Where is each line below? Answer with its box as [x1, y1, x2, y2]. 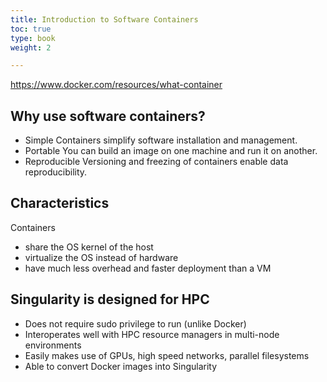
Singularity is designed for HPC [10, 291, 210, 308]
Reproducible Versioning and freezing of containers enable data [24, 156, 289, 168]
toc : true [10, 24, 52, 34]
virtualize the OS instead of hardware [24, 251, 179, 263]
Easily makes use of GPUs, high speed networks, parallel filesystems [24, 349, 310, 361]
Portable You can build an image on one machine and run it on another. [24, 145, 318, 157]
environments [24, 339, 82, 351]
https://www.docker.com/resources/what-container [10, 79, 223, 91]
